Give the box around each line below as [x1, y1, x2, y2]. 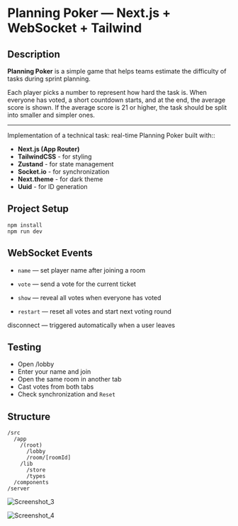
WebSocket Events [7, 247, 93, 259]
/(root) [20, 442, 42, 449]
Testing [7, 341, 42, 353]
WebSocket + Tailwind [7, 20, 142, 36]
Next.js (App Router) [17, 145, 80, 153]
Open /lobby [17, 360, 55, 369]
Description [7, 48, 60, 60]
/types [25, 473, 46, 480]
